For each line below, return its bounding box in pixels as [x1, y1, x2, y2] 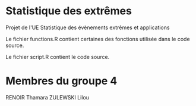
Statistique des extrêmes [5, 4, 132, 18]
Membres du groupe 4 [5, 74, 118, 88]
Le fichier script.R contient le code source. [5, 53, 110, 60]
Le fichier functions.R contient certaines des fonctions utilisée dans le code [5, 35, 191, 42]
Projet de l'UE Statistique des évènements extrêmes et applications [5, 24, 170, 31]
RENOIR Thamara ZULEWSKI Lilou [5, 93, 90, 101]
